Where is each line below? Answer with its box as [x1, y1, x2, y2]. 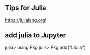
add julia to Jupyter [5, 31, 66, 40]
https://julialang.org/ [5, 17, 47, 23]
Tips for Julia [5, 4, 46, 12]
